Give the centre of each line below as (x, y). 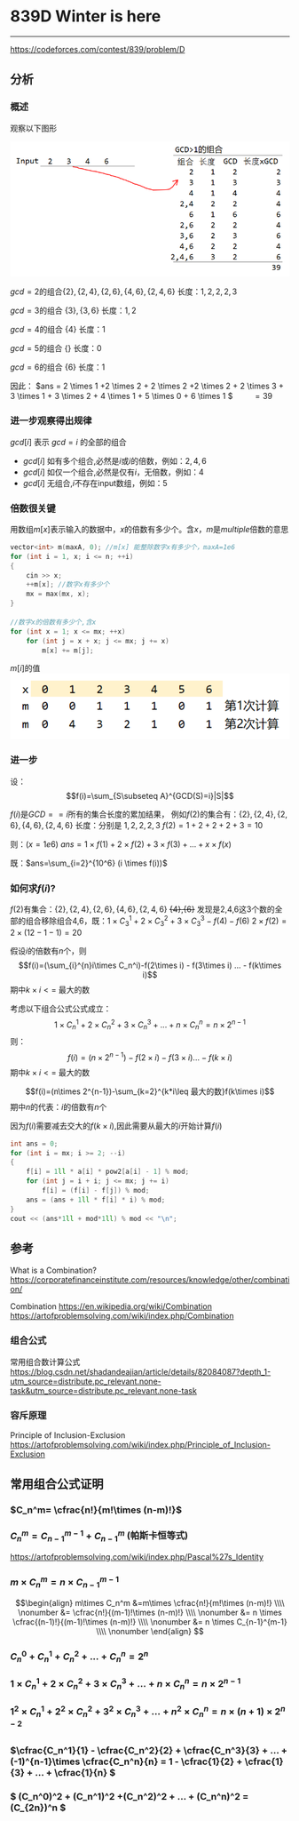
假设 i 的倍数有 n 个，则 (48, 950)
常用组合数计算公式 (45, 1362)
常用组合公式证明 (57, 1485)
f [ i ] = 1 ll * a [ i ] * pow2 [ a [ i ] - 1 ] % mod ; (108, 1172)
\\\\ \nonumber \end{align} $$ (150, 1632)
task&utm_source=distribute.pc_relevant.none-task (104, 1390)
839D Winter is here (86, 16)
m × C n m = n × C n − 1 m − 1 (64, 1582)
